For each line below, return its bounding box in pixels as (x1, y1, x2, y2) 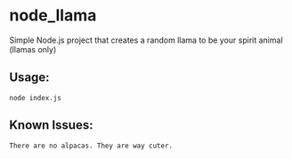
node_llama (9, 5, 97, 26)
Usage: (9, 70, 51, 85)
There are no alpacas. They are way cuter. (9, 141, 174, 150)
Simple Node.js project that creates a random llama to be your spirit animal (9, 35, 283, 45)
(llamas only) (9, 44, 57, 54)
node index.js (9, 93, 62, 102)
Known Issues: (9, 117, 93, 133)
